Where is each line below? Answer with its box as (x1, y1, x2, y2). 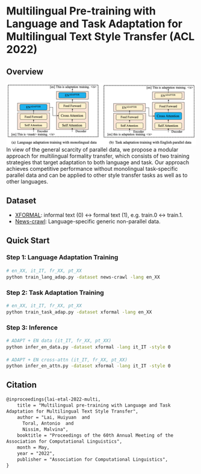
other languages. (6, 178, 49, 185)
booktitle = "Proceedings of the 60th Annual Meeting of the (17, 432, 173, 439)
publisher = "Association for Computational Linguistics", (17, 457, 169, 463)
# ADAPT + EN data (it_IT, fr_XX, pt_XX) (6, 337, 112, 343)
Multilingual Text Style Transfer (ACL (6, 30, 195, 43)
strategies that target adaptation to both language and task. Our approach (6, 159, 190, 166)
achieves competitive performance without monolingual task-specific (6, 165, 178, 173)
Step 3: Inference (6, 323, 58, 331)
